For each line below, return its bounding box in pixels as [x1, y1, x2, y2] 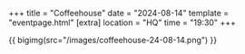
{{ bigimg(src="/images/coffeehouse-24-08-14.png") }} [8, 35, 218, 45]
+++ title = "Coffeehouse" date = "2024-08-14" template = [8, 8, 230, 18]
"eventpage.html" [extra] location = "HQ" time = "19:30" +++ [8, 17, 237, 28]
